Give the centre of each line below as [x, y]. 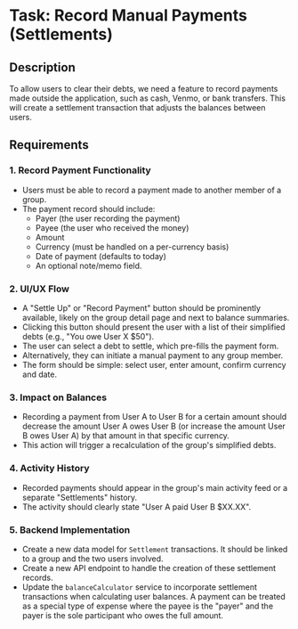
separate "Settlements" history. [80, 497]
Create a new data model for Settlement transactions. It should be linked [155, 549]
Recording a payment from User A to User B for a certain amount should [154, 417]
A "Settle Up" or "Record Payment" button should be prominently [141, 307]
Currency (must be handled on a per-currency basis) [132, 247]
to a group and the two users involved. [93, 559]
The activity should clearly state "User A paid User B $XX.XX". [137, 506]
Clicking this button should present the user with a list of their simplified [154, 327]
